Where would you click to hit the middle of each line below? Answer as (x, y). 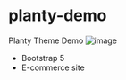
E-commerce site (53, 67)
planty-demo (58, 16)
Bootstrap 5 (43, 58)
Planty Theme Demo (46, 40)
